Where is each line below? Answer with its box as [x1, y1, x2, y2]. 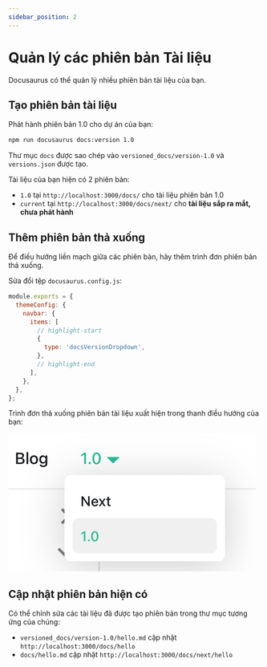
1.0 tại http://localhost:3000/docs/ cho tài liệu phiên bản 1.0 [19, 190, 225, 200]
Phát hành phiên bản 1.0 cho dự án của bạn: [8, 120, 154, 129]
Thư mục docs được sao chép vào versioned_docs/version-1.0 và [8, 151, 225, 161]
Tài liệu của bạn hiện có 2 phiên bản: [8, 175, 130, 185]
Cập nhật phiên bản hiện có [8, 587, 148, 601]
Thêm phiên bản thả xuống [8, 230, 146, 244]
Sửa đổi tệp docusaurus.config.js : [8, 276, 123, 286]
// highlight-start [37, 326, 103, 335]
